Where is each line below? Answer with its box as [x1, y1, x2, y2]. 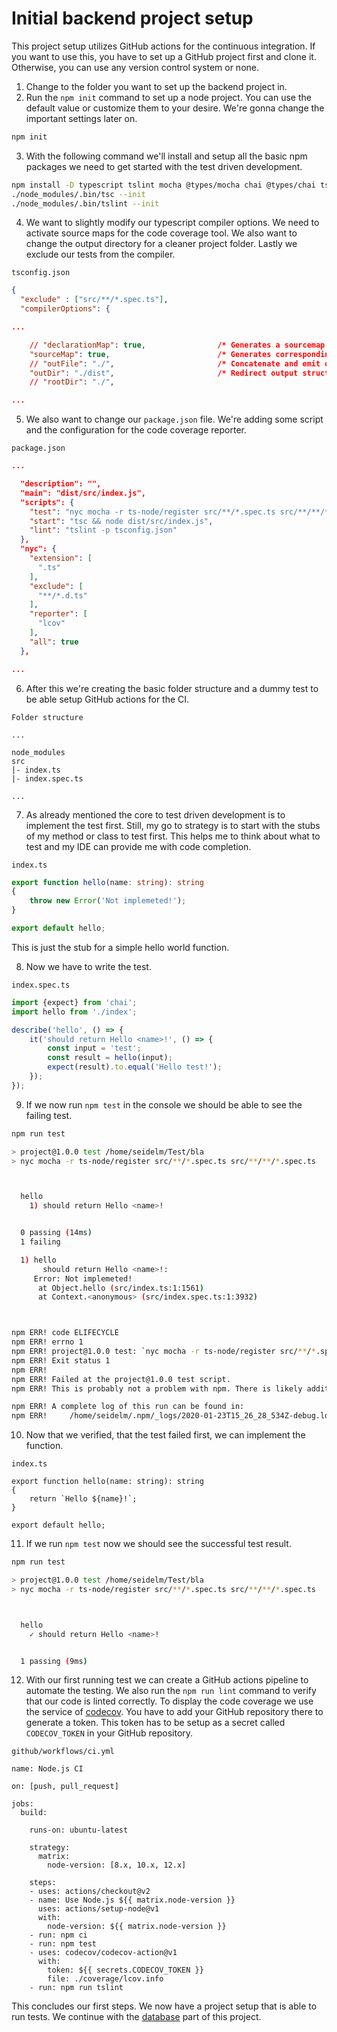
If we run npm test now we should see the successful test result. [25, 1538, 292, 1550]
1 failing [20, 1237, 61, 1247]
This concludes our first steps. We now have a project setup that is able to [11, 2000, 318, 2012]
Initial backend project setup [11, 7, 254, 30]
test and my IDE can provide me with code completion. [25, 840, 252, 852]
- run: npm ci [29, 1930, 88, 1941]
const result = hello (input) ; [47, 1053, 173, 1063]
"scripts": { [20, 497, 75, 507]
